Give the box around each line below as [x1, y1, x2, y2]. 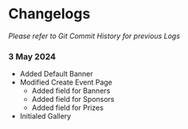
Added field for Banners [31, 86, 111, 96]
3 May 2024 [8, 51, 57, 62]
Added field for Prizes [31, 103, 104, 112]
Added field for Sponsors [31, 95, 115, 104]
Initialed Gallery [19, 111, 72, 121]
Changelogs [8, 5, 91, 23]
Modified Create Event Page [19, 77, 113, 88]
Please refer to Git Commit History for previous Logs [8, 31, 181, 41]
